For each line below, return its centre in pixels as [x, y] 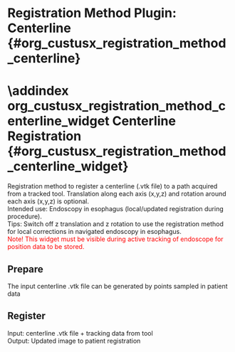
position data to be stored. [46, 247]
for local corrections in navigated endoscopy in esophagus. [94, 232]
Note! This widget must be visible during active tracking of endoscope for [115, 239]
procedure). [25, 217]
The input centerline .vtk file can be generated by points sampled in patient [117, 286]
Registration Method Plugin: [92, 13]
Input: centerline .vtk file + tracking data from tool [80, 333]
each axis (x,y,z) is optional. [48, 201]
